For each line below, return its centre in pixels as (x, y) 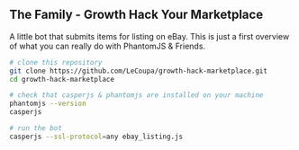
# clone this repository (56, 62)
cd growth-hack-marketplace (62, 79)
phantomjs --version (48, 104)
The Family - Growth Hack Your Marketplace (136, 15)
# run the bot (36, 128)
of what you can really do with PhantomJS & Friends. (107, 46)
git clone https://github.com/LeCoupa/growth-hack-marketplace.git (139, 71)
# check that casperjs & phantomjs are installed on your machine (136, 95)
